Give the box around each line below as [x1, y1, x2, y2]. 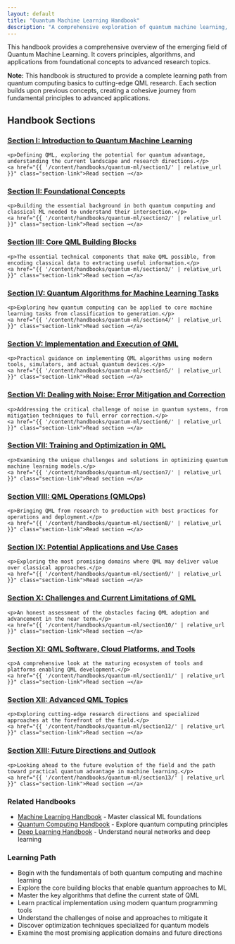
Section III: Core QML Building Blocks [7, 237, 137, 247]
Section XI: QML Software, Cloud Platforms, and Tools [7, 643, 196, 653]
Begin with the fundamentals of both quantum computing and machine [17, 869, 223, 877]
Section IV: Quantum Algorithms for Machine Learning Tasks [7, 288, 220, 298]
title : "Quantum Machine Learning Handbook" [7, 17, 140, 24]
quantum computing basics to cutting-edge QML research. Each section [7, 79, 217, 87]
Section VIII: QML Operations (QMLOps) [7, 491, 146, 501]
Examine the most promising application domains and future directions [17, 928, 223, 937]
